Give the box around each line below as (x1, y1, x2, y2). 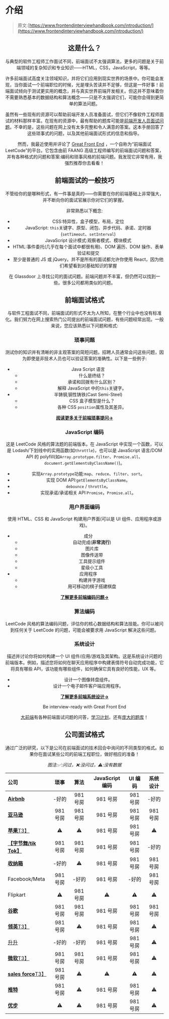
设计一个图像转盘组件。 (63, 676, 113, 683)
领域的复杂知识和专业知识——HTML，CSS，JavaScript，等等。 (21, 64, 153, 71)
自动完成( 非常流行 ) (72, 539, 112, 546)
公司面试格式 (64, 731, 105, 739)
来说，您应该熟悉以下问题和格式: (50, 323, 119, 329)
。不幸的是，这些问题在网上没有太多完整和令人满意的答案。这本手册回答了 (10, 124, 164, 130)
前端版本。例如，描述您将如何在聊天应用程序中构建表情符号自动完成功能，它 (5, 659, 164, 665)
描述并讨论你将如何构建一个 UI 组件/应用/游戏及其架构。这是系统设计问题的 (7, 653, 162, 659)
